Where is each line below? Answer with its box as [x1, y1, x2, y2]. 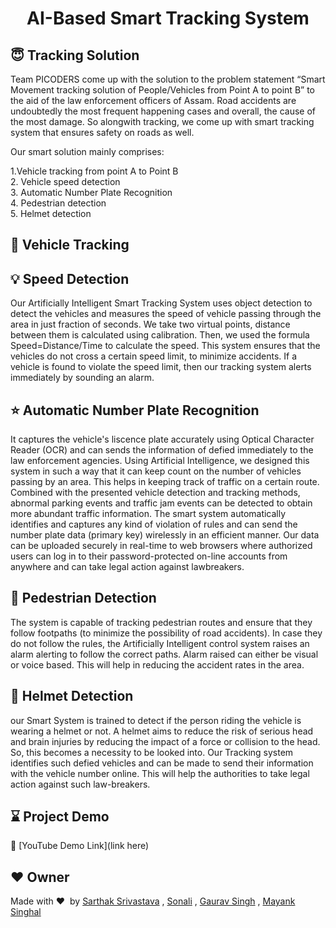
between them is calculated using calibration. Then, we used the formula [10, 329, 310, 341]
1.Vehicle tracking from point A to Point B [10, 165, 179, 177]
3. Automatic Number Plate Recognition [10, 187, 173, 198]
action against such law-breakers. [10, 778, 151, 790]
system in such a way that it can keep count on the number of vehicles [10, 465, 302, 477]
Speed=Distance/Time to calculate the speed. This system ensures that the [10, 340, 321, 352]
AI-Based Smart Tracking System [26, 7, 310, 30]
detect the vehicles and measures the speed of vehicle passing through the [10, 308, 322, 320]
